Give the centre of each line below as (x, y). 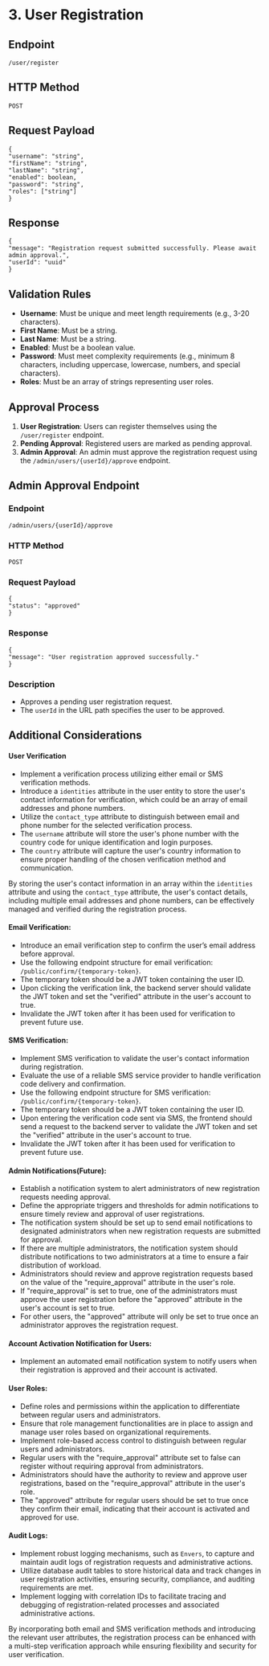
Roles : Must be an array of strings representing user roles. (117, 382)
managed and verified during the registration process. (98, 909)
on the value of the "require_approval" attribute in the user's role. (127, 1283)
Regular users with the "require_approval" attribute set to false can (130, 1457)
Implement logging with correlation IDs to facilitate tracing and (123, 1596)
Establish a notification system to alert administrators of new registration (140, 1189)
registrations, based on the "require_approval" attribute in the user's (132, 1483)
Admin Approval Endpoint (74, 486)
